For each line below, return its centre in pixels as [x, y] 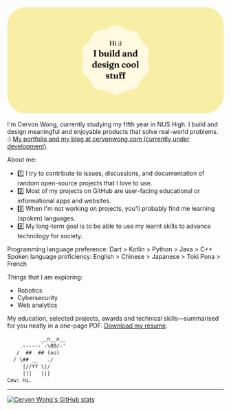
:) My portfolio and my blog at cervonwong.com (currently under [98, 139]
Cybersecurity [37, 298]
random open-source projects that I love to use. [85, 183]
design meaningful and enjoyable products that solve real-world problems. [113, 132]
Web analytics [37, 305]
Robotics [30, 291]
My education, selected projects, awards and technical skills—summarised [113, 319]
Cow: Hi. [20, 380]
